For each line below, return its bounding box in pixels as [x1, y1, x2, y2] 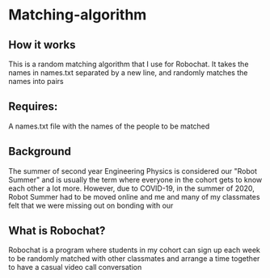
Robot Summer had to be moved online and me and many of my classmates [8, 192, 260, 201]
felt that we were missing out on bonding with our [8, 200, 174, 210]
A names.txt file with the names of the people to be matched [8, 121, 210, 131]
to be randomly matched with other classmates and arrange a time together [8, 254, 260, 263]
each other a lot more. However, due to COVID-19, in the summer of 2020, [8, 183, 255, 193]
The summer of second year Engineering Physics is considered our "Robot [8, 166, 257, 175]
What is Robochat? [8, 224, 106, 238]
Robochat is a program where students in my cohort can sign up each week [8, 245, 261, 255]
